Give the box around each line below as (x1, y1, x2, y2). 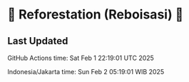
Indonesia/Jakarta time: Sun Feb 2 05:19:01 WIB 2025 (7, 68, 165, 76)
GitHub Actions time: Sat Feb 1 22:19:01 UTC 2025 (7, 53, 155, 62)
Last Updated (7, 35, 68, 47)
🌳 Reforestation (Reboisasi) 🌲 (7, 6, 184, 23)
